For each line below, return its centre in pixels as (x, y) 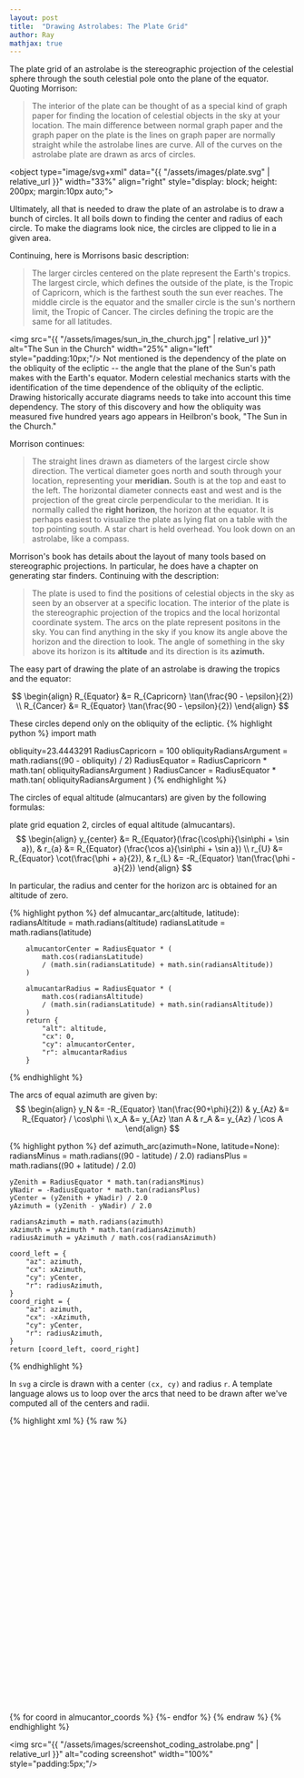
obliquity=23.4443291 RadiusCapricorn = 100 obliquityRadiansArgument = (149, 751)
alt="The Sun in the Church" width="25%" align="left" (111, 349)
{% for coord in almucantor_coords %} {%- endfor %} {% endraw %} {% (146, 1717)
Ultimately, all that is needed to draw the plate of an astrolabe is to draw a (147, 209)
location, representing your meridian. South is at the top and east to (159, 481)
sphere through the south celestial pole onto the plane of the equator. (139, 79)
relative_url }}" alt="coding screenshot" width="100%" (111, 1754)
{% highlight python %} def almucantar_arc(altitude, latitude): (124, 913)
